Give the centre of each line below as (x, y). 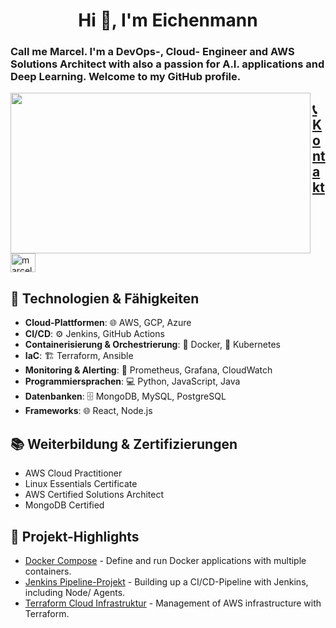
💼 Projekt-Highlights (75, 536)
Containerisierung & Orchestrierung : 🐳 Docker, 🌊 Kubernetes (152, 345)
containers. (48, 571)
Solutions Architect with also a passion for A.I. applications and (167, 64)
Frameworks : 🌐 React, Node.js (88, 411)
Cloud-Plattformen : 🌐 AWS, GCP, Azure (108, 323)
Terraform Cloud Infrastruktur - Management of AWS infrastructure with (173, 603)
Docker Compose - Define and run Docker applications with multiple (165, 560)
